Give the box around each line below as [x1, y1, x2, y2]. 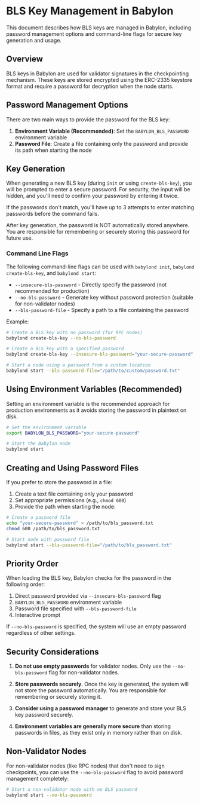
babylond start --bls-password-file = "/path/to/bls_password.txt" [6, 542, 172, 548]
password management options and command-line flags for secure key [6, 30, 182, 37]
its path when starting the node [14, 146, 92, 154]
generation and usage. [6, 36, 61, 44]
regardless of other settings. [6, 629, 76, 637]
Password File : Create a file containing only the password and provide [14, 140, 189, 147]
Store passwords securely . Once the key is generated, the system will [14, 680, 189, 688]
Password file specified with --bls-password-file [14, 605, 137, 612]
